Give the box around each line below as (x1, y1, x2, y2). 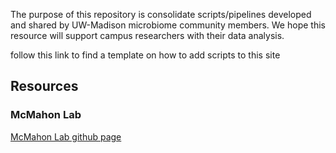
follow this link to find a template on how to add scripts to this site (10, 49, 281, 61)
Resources (10, 78, 79, 95)
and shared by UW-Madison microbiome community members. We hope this (10, 19, 326, 31)
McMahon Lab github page (10, 130, 122, 143)
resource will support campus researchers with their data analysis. (10, 30, 285, 41)
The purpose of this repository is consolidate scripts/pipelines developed (10, 9, 312, 20)
